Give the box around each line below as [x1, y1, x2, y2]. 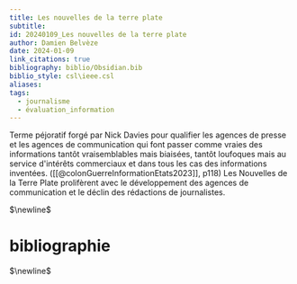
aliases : [9, 80, 42, 89]
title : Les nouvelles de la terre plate [9, 13, 164, 22]
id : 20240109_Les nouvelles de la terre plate [9, 30, 187, 39]
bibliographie [9, 235, 111, 256]
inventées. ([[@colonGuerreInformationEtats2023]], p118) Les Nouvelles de [9, 168, 288, 179]
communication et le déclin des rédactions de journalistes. [9, 187, 226, 198]
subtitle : [9, 22, 47, 31]
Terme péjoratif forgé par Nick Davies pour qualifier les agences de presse [9, 129, 286, 140]
